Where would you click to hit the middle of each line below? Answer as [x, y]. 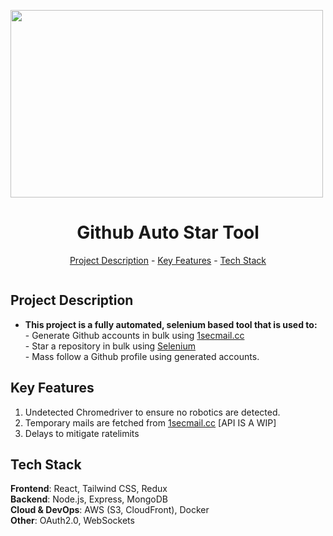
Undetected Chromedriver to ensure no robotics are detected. [152, 412]
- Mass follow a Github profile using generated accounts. [142, 356]
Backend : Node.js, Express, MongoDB [89, 499]
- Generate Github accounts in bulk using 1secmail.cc [134, 335]
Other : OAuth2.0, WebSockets [72, 521]
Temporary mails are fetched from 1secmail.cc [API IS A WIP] [150, 422]
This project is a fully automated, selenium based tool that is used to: [171, 324]
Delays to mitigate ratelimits [82, 433]
